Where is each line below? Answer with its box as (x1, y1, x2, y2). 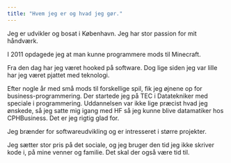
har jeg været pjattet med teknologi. (7, 71, 110, 79)
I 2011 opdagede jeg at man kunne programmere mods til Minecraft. (7, 50, 201, 58)
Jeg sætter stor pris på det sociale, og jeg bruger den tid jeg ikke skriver (7, 140, 214, 149)
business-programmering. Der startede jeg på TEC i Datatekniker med (7, 92, 209, 100)
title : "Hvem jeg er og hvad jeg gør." (7, 10, 123, 17)
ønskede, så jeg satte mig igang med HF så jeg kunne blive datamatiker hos (7, 106, 224, 114)
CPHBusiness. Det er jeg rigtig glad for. (7, 114, 120, 122)
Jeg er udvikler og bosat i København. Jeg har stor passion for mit (7, 29, 197, 37)
